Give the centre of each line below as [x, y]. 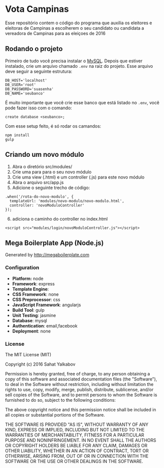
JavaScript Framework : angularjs [47, 305]
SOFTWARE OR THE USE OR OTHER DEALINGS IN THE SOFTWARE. [74, 461]
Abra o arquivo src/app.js [38, 182]
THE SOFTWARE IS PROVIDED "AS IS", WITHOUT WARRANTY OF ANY [77, 424]
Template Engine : [31, 289]
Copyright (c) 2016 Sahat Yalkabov [40, 364]
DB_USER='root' [21, 85]
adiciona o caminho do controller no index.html [60, 219]
